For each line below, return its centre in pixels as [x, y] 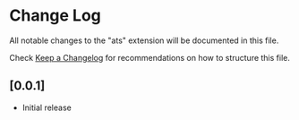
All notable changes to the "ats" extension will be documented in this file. [144, 40]
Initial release [47, 107]
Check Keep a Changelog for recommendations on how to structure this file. [150, 57]
